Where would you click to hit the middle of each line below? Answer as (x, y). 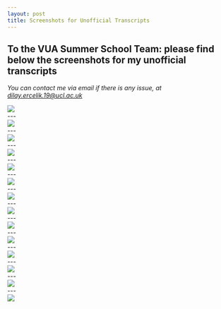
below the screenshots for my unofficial (97, 60)
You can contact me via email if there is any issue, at (85, 88)
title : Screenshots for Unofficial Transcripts (79, 20)
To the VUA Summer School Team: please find (111, 49)
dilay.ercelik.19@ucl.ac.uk (45, 95)
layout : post (26, 14)
